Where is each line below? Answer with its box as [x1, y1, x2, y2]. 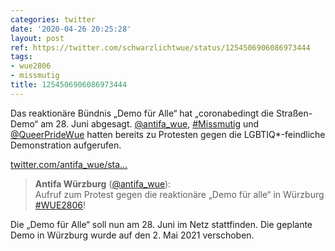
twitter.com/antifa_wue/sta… [10, 158, 128, 170]
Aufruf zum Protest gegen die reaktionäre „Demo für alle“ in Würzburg [34, 188, 325, 200]
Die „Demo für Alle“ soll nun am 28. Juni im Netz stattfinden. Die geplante [10, 218, 313, 230]
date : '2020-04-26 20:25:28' [10, 24, 132, 34]
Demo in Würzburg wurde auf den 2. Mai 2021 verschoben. [10, 229, 255, 241]
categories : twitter [10, 14, 97, 25]
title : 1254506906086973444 [10, 80, 128, 90]
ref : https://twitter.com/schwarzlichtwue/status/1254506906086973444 [10, 42, 311, 53]
